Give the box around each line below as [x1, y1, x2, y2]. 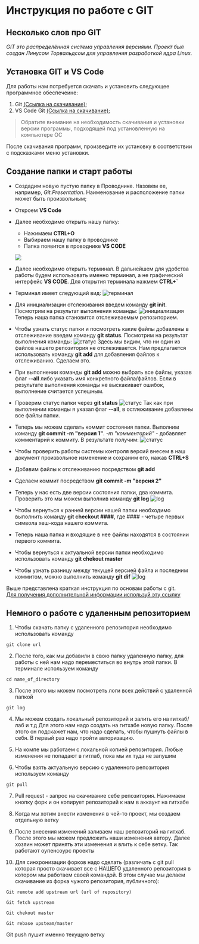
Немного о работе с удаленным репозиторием [6, 608, 191, 619]
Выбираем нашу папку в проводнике [23, 236, 118, 243]
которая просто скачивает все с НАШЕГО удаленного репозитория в [14, 865, 191, 872]
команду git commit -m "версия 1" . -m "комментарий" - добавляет [14, 429, 186, 436]
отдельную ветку [14, 816, 59, 824]
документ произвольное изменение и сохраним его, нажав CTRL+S [14, 454, 189, 461]
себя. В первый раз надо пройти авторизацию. [14, 734, 135, 742]
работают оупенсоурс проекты [14, 847, 95, 854]
